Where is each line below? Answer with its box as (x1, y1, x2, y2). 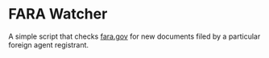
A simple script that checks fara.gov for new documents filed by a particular (8, 31, 261, 41)
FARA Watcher (8, 5, 108, 23)
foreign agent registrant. (8, 39, 89, 49)
